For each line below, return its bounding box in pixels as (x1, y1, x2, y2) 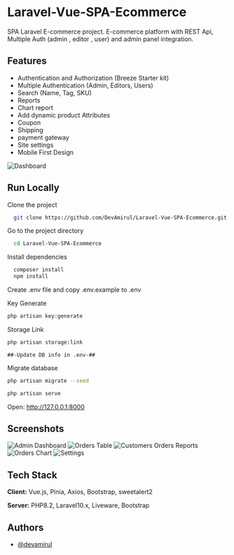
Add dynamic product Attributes (17, 111, 111, 119)
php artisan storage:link (7, 339, 83, 346)
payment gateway (17, 133, 70, 141)
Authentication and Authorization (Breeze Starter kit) (17, 73, 170, 82)
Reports (17, 96, 41, 104)
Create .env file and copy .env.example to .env (7, 286, 142, 294)
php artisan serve (7, 390, 61, 397)
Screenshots (7, 423, 64, 435)
